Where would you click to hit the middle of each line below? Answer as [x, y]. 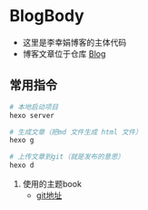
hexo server [32, 115]
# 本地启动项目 [34, 107]
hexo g [22, 141]
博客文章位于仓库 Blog [64, 53]
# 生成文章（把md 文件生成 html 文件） [76, 132]
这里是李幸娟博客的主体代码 [74, 42]
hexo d [22, 165]
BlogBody [47, 16]
